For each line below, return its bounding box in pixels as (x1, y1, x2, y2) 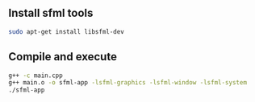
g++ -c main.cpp (8, 71, 63, 80)
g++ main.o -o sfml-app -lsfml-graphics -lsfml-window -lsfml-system (8, 79, 248, 87)
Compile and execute (8, 50, 117, 63)
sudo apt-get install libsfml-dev (8, 27, 125, 35)
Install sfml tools (8, 6, 94, 20)
